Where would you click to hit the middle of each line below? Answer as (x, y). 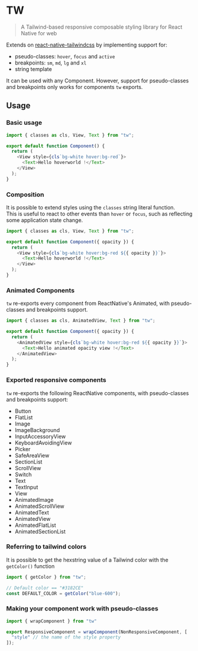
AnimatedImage (34, 499)
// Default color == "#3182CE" (45, 588)
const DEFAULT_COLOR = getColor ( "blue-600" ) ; (63, 593)
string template (33, 69)
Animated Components (40, 290)
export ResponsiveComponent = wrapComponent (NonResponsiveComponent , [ (97, 632)
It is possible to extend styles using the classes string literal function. (91, 207)
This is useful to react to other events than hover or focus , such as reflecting (99, 214)
